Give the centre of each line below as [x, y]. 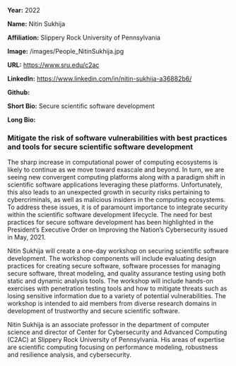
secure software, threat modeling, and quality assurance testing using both [117, 273]
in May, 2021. [26, 237]
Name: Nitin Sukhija [36, 24]
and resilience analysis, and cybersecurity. [70, 355]
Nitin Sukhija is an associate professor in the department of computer [108, 325]
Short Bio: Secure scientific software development [81, 106]
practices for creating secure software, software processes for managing [114, 266]
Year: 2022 [24, 10]
